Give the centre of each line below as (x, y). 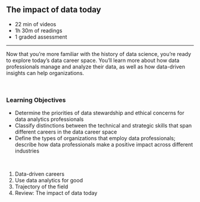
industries (27, 151)
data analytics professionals (49, 119)
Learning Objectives (36, 100)
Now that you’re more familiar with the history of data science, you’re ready (99, 54)
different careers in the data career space (66, 132)
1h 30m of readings (38, 30)
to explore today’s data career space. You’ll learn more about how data (93, 60)
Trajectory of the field (41, 187)
